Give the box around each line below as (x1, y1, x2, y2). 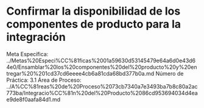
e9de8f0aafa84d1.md (6, 96, 61, 103)
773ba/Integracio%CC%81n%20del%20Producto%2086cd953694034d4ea (6, 89, 198, 96)
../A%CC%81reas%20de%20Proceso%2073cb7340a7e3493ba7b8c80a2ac (6, 82, 198, 90)
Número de (155, 70, 184, 77)
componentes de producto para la (6, 17, 181, 31)
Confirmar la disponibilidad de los (6, 4, 181, 18)
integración (6, 31, 66, 44)
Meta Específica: (6, 50, 49, 57)
